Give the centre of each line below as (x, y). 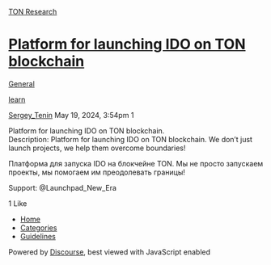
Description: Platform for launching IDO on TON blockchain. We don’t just (131, 139)
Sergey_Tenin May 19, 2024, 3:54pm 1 (71, 115)
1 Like (18, 203)
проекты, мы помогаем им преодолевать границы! (97, 172)
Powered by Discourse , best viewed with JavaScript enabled (110, 252)
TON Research (33, 12)
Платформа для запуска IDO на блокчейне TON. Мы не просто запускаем (136, 163)
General (21, 83)
